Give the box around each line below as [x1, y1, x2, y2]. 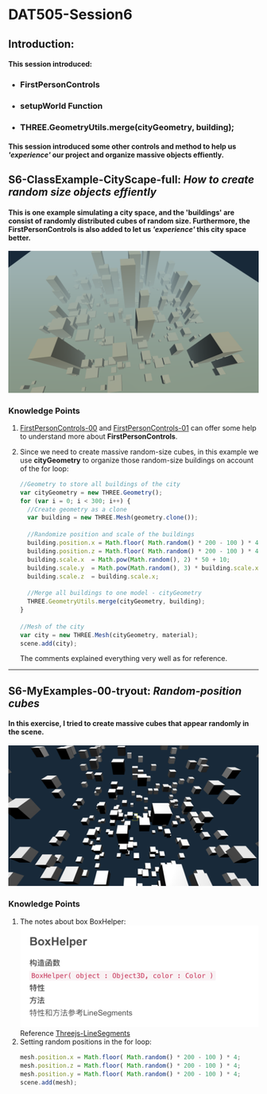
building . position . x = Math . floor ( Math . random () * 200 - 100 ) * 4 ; [27, 539, 262, 547]
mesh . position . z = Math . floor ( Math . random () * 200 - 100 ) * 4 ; [19, 1061, 241, 1069]
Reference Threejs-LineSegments [19, 1029, 131, 1038]
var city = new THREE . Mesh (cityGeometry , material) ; [19, 631, 199, 639]
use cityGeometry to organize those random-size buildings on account [19, 455, 254, 465]
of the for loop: [19, 463, 69, 474]
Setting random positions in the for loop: [19, 1037, 153, 1046]
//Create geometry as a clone [27, 505, 127, 513]
